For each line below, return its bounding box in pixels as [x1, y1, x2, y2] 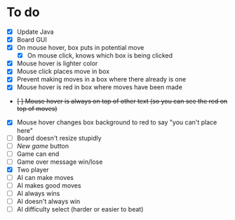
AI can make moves [16, 173, 74, 181]
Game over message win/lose [16, 157, 103, 166]
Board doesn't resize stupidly [16, 134, 102, 142]
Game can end [16, 149, 60, 158]
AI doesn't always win [16, 198, 81, 205]
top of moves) [16, 105, 58, 113]
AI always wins [16, 189, 60, 198]
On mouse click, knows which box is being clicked [27, 51, 173, 60]
